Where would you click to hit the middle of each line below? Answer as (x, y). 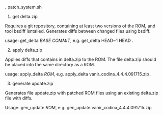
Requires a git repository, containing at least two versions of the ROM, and (80, 26)
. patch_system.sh (23, 7)
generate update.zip (33, 83)
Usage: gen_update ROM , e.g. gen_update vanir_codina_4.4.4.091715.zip (78, 107)
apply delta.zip (27, 50)
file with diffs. (19, 98)
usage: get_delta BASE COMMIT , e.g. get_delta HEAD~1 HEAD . (69, 40)
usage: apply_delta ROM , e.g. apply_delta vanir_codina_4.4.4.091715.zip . (79, 74)
